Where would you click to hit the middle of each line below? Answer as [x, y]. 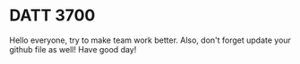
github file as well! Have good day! [73, 49]
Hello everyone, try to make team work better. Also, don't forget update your [150, 40]
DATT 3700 [52, 16]
